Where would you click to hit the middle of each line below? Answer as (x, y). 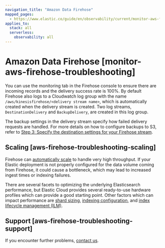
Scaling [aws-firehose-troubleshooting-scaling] (81, 148)
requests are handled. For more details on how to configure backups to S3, (81, 127)
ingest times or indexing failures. (38, 175)
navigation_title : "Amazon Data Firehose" (49, 10)
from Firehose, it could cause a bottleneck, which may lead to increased (78, 170)
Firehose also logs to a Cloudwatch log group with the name (66, 96)
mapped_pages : (20, 14)
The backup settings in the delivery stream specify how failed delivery (76, 121)
